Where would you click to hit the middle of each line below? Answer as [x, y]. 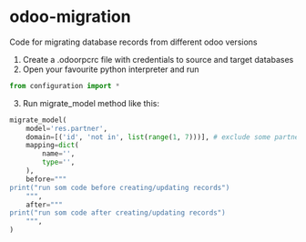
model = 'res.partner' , [66, 128]
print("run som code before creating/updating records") [120, 187]
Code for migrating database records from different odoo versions [133, 42]
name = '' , [59, 154]
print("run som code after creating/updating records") [117, 213]
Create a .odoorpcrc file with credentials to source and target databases [158, 59]
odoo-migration [70, 17]
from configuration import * [65, 86]
